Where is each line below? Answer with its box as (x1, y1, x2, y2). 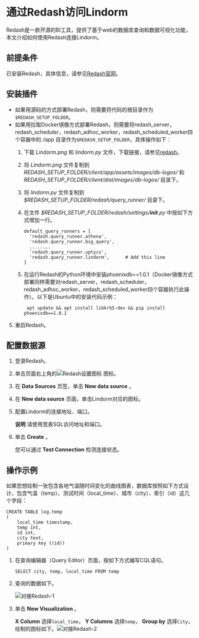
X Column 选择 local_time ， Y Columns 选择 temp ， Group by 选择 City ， (14, 618, 194, 625)
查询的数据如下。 (14, 580, 57, 587)
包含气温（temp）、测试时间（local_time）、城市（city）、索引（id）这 (16, 490, 185, 497)
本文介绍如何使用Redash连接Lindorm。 (6, 33, 102, 41)
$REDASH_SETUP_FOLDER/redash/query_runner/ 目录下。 (23, 196, 169, 203)
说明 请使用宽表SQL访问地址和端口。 (14, 421, 105, 428)
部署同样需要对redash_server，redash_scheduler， (23, 278, 150, 285)
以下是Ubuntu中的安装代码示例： (36, 293, 118, 300)
